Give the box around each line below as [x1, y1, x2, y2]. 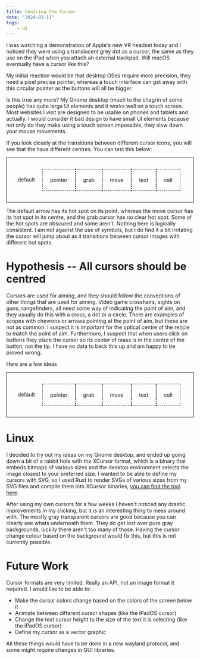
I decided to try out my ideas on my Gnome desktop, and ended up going [6, 451, 186, 459]
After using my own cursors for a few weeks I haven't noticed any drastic [6, 501, 186, 508]
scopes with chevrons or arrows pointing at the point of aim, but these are [6, 318, 188, 325]
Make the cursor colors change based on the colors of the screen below [14, 597, 192, 604]
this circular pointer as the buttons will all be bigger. [6, 84, 133, 92]
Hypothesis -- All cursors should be [6, 260, 187, 274]
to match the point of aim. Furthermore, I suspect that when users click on [6, 330, 188, 337]
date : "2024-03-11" [6, 14, 55, 20]
